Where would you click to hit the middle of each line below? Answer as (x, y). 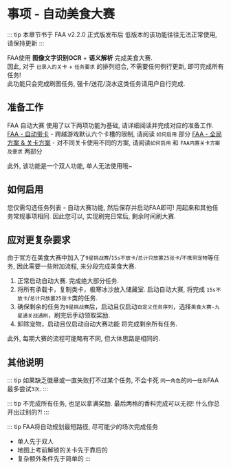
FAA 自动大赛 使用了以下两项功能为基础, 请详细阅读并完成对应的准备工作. (111, 125)
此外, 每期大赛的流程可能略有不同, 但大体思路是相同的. (84, 339)
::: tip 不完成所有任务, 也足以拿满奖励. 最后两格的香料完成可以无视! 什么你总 (113, 404)
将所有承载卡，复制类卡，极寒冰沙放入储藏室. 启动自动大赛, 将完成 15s (117, 289)
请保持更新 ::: (26, 43)
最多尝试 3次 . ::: (28, 389)
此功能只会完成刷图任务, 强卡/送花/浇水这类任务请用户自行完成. (96, 83)
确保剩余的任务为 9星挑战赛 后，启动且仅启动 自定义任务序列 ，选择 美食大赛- (116, 306)
